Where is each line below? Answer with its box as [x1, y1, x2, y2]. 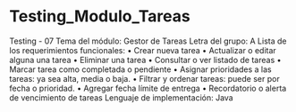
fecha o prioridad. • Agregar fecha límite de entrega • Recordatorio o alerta [9, 83, 287, 93]
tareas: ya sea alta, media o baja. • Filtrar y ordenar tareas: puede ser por [9, 73, 280, 84]
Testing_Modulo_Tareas [9, 6, 190, 27]
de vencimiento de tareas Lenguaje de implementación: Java [9, 92, 234, 103]
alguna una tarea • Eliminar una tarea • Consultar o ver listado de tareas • [9, 54, 282, 65]
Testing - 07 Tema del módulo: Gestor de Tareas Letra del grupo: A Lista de [9, 36, 288, 46]
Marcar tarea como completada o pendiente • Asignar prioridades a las [9, 64, 272, 75]
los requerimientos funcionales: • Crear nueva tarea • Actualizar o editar [9, 44, 277, 55]
